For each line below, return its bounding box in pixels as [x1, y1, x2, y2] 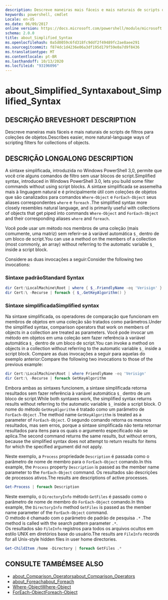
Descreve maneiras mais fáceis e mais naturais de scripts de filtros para [5, 129, 154, 135]
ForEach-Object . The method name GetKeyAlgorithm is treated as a [5, 412, 141, 418]
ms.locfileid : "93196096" [5, 63, 59, 68]
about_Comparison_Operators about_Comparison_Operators [12, 573, 135, 579]
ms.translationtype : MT [5, 49, 55, 54]
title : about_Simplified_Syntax [5, 36, 72, 41]
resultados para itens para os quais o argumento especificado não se [5, 428, 148, 434]
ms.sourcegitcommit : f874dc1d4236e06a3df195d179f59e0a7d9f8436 [5, 45, 140, 50]
